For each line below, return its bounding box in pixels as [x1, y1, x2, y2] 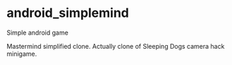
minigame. [6, 49, 37, 58]
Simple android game [6, 28, 68, 37]
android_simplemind [6, 5, 130, 21]
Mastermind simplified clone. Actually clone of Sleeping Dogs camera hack [6, 42, 225, 50]
